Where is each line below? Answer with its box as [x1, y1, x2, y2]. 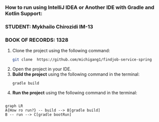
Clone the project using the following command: [12, 48, 110, 54]
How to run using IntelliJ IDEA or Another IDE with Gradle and [5, 4, 155, 11]
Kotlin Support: [5, 10, 43, 17]
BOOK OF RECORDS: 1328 [5, 36, 69, 43]
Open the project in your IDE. [12, 66, 72, 72]
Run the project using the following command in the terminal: [12, 90, 137, 95]
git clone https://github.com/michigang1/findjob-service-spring [12, 57, 152, 62]
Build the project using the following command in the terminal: [12, 71, 140, 77]
